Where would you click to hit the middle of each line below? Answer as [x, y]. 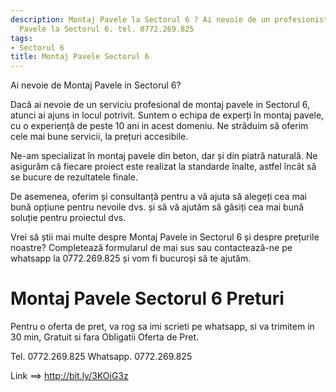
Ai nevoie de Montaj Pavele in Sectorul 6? [96, 85]
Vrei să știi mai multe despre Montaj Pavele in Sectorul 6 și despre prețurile [165, 237]
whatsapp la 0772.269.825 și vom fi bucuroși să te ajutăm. [131, 258]
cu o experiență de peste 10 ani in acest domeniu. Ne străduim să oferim [159, 126]
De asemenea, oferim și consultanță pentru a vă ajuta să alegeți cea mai [158, 197]
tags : [21, 38]
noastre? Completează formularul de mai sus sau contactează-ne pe [151, 248]
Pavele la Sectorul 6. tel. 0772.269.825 [107, 29]
